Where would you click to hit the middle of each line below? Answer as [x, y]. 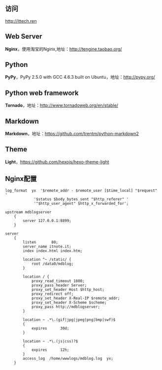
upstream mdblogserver [28, 212]
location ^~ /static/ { [47, 259]
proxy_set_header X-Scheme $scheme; [69, 302]
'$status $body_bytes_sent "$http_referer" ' [81, 199]
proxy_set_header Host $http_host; [68, 289]
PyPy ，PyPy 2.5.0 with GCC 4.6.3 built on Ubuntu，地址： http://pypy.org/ [80, 77]
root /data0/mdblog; [52, 264]
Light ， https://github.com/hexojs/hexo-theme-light [57, 162]
